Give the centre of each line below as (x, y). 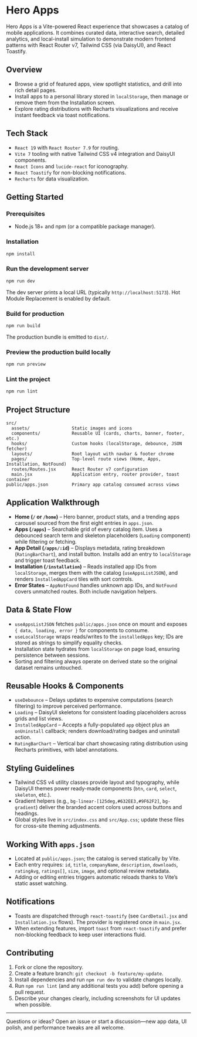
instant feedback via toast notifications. (62, 115)
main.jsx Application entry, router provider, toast (96, 474)
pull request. (30, 992)
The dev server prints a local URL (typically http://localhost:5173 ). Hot (93, 292)
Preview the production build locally (59, 352)
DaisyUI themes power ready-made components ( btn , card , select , (96, 789)
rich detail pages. (35, 90)
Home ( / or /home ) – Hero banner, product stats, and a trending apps (97, 517)
